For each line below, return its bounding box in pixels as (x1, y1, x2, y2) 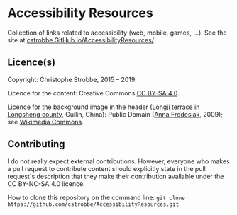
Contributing (7, 138, 65, 150)
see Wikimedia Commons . (7, 117, 84, 126)
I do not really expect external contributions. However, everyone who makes (7, 157, 230, 165)
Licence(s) (7, 57, 55, 69)
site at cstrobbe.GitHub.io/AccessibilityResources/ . (7, 35, 156, 44)
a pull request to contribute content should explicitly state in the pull (7, 164, 206, 173)
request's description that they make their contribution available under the (7, 172, 224, 180)
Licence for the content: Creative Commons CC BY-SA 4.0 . (7, 88, 180, 97)
